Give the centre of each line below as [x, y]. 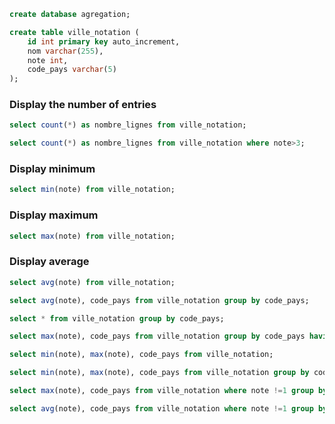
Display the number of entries [83, 105]
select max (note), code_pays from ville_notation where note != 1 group [161, 391]
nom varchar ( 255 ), [65, 51]
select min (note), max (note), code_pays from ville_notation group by [159, 373]
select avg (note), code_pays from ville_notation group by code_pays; [159, 300]
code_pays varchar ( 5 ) [72, 70]
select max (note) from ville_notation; [92, 236]
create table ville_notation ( [74, 32]
